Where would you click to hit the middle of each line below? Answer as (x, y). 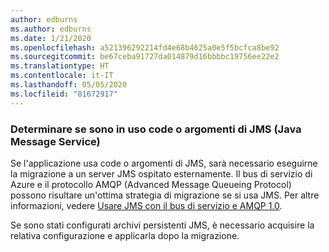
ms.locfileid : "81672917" (64, 94)
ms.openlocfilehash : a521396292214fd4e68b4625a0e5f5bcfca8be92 (145, 47)
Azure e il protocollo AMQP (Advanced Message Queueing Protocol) (151, 184)
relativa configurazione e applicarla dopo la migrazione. (125, 235)
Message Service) (55, 141)
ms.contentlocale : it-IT (62, 76)
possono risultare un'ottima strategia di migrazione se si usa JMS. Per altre (165, 195)
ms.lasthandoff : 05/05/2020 (69, 85)
